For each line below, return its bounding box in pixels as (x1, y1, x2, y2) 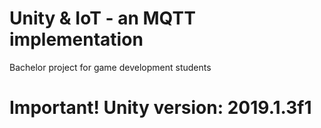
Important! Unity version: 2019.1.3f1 (9, 97, 312, 119)
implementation (9, 28, 144, 51)
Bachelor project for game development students (9, 61, 212, 73)
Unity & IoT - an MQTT (9, 7, 196, 30)
